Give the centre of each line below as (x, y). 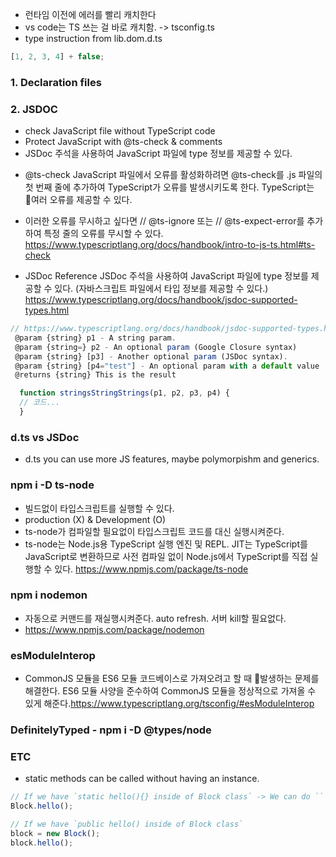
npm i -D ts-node (52, 485)
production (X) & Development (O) (95, 519)
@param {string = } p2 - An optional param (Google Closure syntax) (156, 347)
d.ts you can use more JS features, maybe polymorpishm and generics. (172, 459)
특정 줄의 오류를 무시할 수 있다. (103, 234)
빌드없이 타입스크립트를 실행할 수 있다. (99, 508)
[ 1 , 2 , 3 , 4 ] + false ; (57, 57)
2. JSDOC (34, 109)
